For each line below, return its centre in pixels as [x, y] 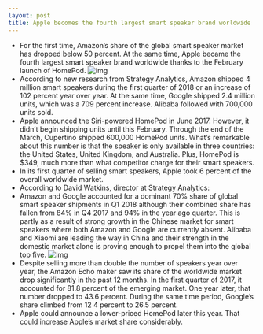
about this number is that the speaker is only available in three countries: [137, 146]
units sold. [36, 112]
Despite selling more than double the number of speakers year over [129, 263]
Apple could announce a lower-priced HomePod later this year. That [130, 313]
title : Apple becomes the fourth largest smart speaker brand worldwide [130, 23]
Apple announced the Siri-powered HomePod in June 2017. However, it [134, 121]
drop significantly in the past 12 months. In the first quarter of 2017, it [130, 280]
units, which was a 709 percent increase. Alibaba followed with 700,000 [136, 104]
